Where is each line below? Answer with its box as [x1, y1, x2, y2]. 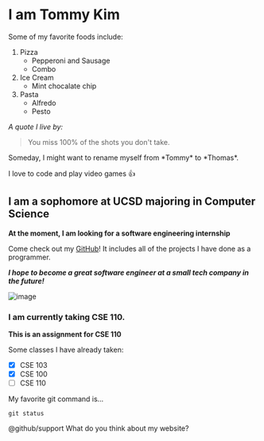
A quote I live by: [8, 122, 64, 131]
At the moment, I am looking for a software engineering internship [8, 228, 231, 238]
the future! [8, 276, 45, 286]
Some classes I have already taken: [8, 345, 124, 355]
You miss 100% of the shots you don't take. [27, 137, 170, 146]
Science [8, 207, 50, 220]
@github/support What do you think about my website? [8, 423, 189, 433]
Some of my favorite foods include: [8, 32, 123, 41]
